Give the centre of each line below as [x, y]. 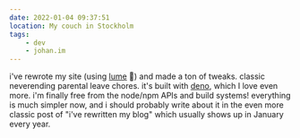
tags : [19, 34]
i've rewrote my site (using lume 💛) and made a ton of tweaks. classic [137, 76]
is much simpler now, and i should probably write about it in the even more [146, 105]
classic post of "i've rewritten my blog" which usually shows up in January [146, 115]
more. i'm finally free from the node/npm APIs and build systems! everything [150, 96]
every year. [30, 124]
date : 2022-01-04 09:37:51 [60, 17]
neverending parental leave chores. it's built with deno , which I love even [144, 86]
